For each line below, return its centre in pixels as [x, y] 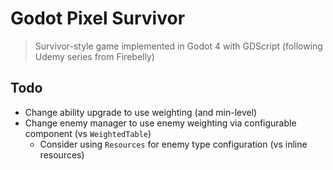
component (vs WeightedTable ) [88, 133]
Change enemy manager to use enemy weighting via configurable [160, 123]
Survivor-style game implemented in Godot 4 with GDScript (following [178, 46]
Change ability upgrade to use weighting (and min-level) [141, 112]
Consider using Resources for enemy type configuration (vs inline [173, 144]
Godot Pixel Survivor [98, 18]
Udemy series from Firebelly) [94, 56]
